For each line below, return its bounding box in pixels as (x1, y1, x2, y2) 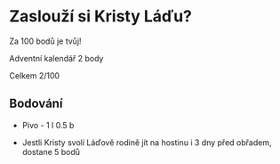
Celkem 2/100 (9, 70, 60, 81)
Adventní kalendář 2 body (9, 53, 104, 63)
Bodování (9, 96, 63, 111)
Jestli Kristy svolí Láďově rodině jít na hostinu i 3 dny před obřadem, (21, 136, 272, 148)
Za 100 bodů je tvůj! (9, 36, 82, 46)
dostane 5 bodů (21, 146, 81, 157)
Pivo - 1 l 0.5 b (21, 119, 75, 130)
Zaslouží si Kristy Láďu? (9, 6, 193, 27)
